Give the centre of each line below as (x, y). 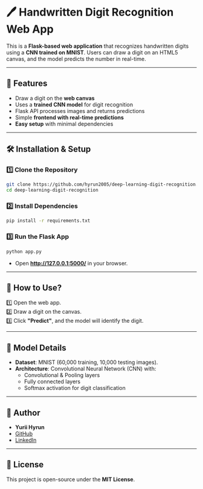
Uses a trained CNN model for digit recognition (74, 105)
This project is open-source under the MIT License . (71, 479)
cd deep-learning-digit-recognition (52, 190)
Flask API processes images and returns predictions (80, 111)
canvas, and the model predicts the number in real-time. (76, 59)
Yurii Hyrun (30, 427)
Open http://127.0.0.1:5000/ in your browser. (71, 263)
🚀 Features (27, 84)
